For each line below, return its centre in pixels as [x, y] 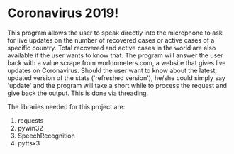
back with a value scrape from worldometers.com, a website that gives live [117, 62]
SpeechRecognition [46, 136]
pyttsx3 [29, 143]
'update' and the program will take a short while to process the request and [117, 85]
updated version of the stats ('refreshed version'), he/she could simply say [116, 78]
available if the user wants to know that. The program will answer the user [115, 55]
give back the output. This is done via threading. [78, 93]
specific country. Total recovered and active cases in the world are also [112, 48]
